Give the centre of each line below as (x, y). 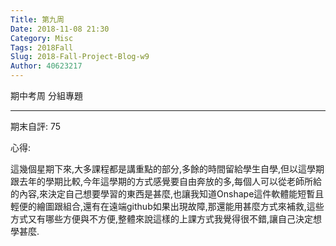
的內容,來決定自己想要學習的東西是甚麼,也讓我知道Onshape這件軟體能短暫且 (167, 194)
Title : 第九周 (37, 19)
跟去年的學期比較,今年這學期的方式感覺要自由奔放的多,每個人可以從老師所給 (166, 181)
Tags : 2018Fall (42, 47)
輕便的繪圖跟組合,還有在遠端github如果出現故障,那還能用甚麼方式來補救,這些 (167, 206)
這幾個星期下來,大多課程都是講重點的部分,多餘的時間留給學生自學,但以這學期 (167, 169)
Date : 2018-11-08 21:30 (60, 29)
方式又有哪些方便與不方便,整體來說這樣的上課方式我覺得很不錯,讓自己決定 (162, 219)
